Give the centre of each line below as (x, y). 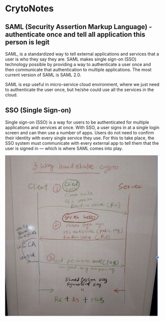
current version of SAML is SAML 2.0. (43, 75)
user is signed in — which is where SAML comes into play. (64, 148)
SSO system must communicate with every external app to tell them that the (82, 143)
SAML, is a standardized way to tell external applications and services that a (82, 54)
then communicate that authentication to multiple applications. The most (78, 70)
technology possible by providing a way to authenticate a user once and (78, 64)
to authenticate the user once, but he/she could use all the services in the (80, 90)
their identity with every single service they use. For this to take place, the (80, 138)
